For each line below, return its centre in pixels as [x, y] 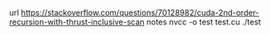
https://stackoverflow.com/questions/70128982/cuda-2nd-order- [140, 13]
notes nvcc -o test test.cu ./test [204, 22]
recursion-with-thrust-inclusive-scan [77, 22]
